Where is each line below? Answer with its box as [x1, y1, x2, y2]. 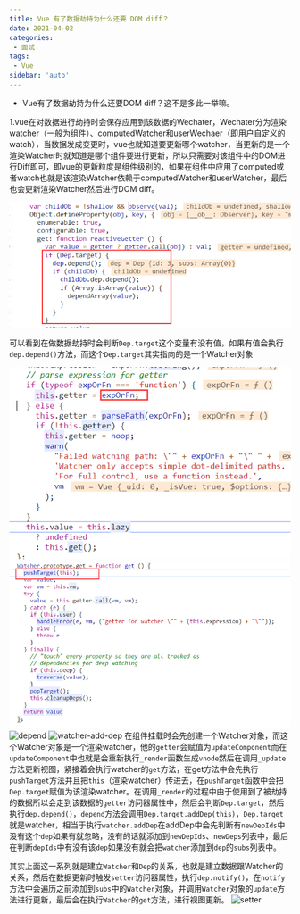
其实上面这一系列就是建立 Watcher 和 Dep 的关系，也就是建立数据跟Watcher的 [9, 860, 284, 871]
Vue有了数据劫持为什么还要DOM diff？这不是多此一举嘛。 [21, 97, 235, 108]
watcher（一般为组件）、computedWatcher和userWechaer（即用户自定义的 [9, 128, 286, 138]
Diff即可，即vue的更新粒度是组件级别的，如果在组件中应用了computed [16, 161, 277, 171]
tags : [9, 52, 29, 62]
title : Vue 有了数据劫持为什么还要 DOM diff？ [9, 14, 170, 23]
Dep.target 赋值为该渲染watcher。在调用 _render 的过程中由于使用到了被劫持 [9, 785, 287, 796]
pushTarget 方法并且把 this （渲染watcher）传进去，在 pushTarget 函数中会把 [9, 775, 284, 785]
